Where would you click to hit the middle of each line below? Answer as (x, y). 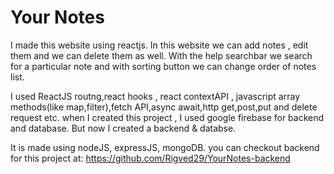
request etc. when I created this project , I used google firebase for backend (167, 117)
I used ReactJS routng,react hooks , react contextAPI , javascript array (155, 96)
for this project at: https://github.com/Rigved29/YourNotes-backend (150, 158)
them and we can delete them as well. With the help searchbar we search (161, 55)
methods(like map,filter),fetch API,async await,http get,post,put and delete (164, 107)
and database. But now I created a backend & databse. (123, 128)
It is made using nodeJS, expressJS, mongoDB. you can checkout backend (165, 147)
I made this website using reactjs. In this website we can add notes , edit (159, 45)
